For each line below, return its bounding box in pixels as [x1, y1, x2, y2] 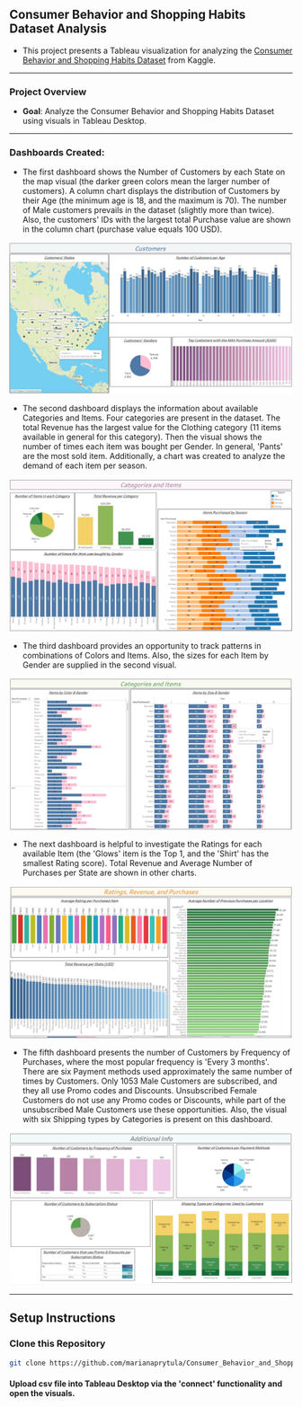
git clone [9, 1358, 47, 1368]
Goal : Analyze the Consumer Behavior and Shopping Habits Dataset [22, 106, 275, 117]
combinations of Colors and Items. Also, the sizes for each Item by [22, 650, 270, 660]
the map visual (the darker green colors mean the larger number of [22, 176, 271, 187]
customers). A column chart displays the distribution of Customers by [22, 186, 280, 197]
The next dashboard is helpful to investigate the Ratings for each [22, 839, 262, 850]
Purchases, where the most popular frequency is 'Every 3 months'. [22, 1056, 270, 1067]
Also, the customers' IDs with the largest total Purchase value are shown [22, 215, 291, 226]
